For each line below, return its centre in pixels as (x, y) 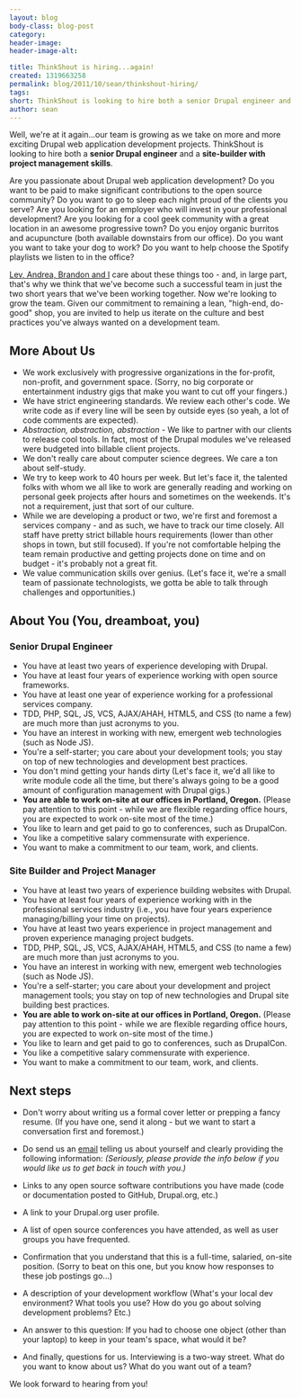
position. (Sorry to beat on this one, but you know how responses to (148, 1266)
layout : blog (34, 18)
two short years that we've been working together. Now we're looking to (143, 294)
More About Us (53, 350)
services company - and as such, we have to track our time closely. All (153, 525)
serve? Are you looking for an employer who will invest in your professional (148, 210)
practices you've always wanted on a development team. (115, 323)
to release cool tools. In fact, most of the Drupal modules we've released (157, 439)
